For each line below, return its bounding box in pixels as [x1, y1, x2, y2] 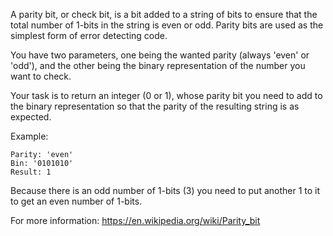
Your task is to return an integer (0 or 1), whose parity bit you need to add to [10, 90, 323, 101]
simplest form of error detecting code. [10, 30, 168, 41]
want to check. [10, 70, 72, 82]
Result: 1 [10, 167, 52, 177]
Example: [10, 130, 49, 142]
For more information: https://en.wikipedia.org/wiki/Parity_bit [10, 215, 261, 226]
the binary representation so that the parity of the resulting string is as [10, 100, 300, 112]
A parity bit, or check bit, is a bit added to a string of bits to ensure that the [10, 9, 318, 20]
